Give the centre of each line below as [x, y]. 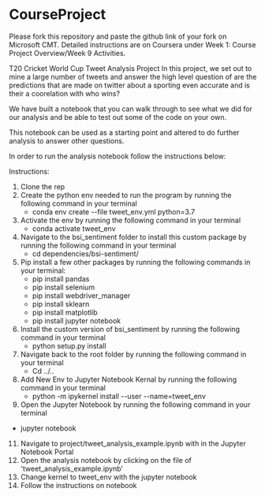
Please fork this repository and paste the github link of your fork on [118, 36]
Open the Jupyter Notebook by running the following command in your [135, 405]
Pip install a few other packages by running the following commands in [135, 262]
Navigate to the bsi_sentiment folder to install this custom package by [133, 237]
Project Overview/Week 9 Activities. [67, 53]
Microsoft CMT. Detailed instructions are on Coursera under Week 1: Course [132, 44]
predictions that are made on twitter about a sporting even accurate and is [130, 85]
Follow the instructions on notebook [78, 485]
